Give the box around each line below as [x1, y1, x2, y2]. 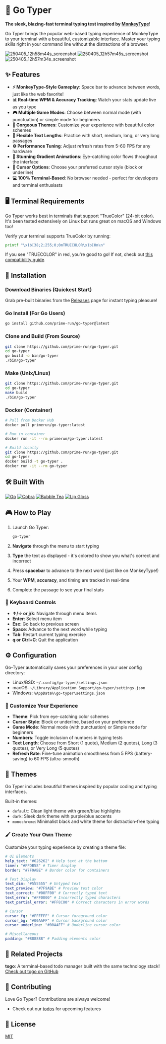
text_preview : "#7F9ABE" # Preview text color [5, 886, 103, 891]
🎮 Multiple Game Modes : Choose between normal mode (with [12, 109, 141, 115]
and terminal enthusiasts [12, 182, 63, 188]
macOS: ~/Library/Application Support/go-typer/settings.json [12, 684, 145, 690]
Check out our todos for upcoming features [12, 1006, 101, 1012]
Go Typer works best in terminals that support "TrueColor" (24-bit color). [5, 213, 155, 219]
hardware [12, 148, 32, 154]
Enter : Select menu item [12, 616, 62, 622]
